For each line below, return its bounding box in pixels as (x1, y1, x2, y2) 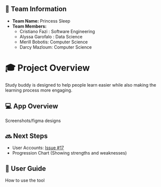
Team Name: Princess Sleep (12, 18, 70, 24)
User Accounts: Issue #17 (12, 145, 64, 151)
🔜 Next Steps (5, 131, 48, 140)
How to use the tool (5, 178, 45, 184)
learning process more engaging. (5, 87, 72, 93)
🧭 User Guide (5, 164, 46, 173)
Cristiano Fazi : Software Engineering (19, 28, 95, 34)
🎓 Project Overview (5, 62, 90, 73)
